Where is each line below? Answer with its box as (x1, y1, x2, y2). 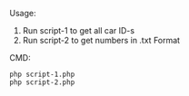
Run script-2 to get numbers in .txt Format (22, 35, 180, 45)
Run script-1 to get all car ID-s (22, 25, 134, 35)
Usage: (9, 8, 36, 18)
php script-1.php (9, 70, 75, 79)
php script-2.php (9, 78, 75, 87)
